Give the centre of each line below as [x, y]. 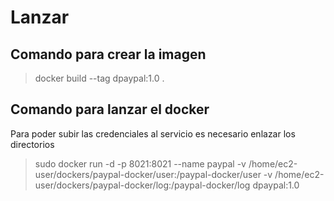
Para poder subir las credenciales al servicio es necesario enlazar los [153, 133]
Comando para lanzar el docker [110, 109]
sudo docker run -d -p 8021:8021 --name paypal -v [140, 163]
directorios [32, 144]
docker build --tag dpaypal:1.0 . [99, 78]
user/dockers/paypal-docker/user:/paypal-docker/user [148, 174]
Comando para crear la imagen [108, 54]
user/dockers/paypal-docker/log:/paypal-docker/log [142, 185]
